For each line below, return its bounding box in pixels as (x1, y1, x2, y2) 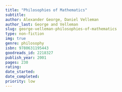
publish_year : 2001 (5, 55, 47, 60)
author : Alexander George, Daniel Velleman (5, 17, 99, 22)
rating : (5, 64, 22, 70)
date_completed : (5, 74, 40, 79)
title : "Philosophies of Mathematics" (5, 7, 87, 13)
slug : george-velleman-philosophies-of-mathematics (5, 27, 117, 32)
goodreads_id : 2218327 (5, 50, 53, 55)
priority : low (5, 79, 36, 84)
